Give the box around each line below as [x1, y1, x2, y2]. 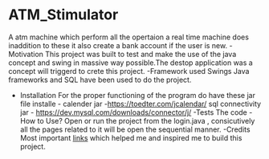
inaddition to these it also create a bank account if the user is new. [8, 40, 227, 50]
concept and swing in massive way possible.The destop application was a [8, 58, 253, 67]
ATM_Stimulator [8, 6, 119, 24]
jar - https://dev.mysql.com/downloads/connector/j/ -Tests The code [19, 107, 247, 117]
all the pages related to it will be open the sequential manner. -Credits [19, 124, 251, 134]
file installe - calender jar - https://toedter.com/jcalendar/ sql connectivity [19, 99, 262, 108]
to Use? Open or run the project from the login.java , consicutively [37, 116, 255, 125]
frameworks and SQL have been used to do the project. [8, 75, 192, 84]
